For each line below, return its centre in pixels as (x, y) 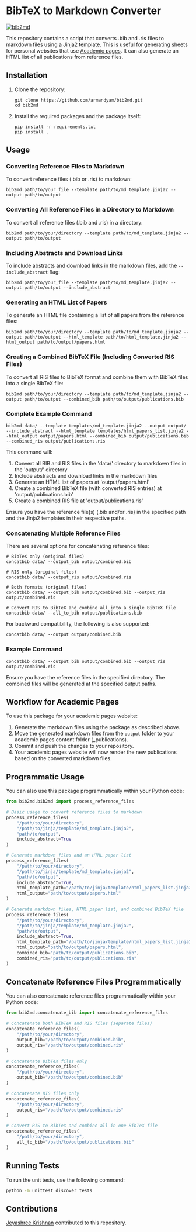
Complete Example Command (49, 413)
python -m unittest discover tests (49, 1190)
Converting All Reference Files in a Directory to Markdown (90, 210)
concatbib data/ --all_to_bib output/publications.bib (74, 613)
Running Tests (33, 1166)
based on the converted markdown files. (63, 758)
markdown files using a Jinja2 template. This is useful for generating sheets (97, 44)
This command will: (29, 452)
